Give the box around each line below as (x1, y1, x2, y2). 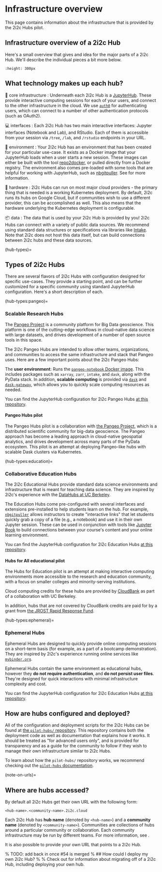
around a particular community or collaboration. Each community (5, 827, 134, 833)
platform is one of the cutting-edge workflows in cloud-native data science (5, 327, 155, 332)
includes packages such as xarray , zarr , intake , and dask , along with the (5, 371, 150, 377)
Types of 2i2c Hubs (5, 261, 65, 269)
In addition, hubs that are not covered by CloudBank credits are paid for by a (5, 603, 158, 609)
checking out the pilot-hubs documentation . (5, 763, 94, 769)
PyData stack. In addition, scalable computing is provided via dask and (5, 376, 147, 382)
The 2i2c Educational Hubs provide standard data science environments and (5, 481, 158, 487)
